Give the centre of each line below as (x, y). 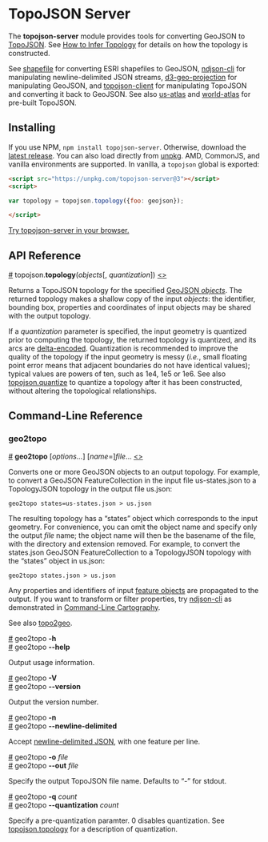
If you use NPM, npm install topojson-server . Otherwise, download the (127, 147)
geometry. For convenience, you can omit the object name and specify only (133, 527)
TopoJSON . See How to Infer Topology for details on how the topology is (128, 44)
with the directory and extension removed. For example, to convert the (124, 543)
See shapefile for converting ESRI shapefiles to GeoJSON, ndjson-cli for (127, 68)
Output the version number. (54, 702)
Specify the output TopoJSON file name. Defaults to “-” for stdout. (118, 780)
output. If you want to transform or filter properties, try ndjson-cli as (120, 599)
